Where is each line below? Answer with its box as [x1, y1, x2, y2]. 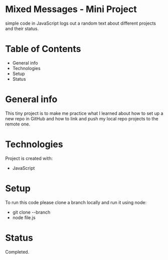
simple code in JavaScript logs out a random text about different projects [5, 20, 156, 26]
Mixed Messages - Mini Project [5, 4, 137, 15]
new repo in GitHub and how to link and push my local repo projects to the [5, 115, 159, 121]
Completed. [5, 248, 30, 255]
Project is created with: [5, 155, 53, 161]
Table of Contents [5, 43, 81, 55]
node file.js [12, 214, 36, 220]
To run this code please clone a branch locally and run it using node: [5, 199, 147, 205]
